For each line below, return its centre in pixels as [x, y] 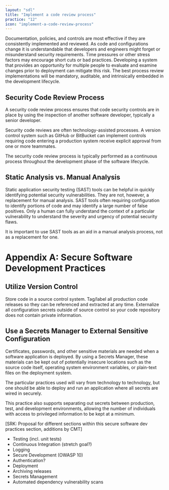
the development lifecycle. [33, 81]
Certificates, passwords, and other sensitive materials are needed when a [82, 351]
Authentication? [29, 460]
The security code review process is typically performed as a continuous [81, 156]
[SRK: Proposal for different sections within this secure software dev [76, 424]
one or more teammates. [31, 146]
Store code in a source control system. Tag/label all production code [77, 299]
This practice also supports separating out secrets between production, [80, 403]
